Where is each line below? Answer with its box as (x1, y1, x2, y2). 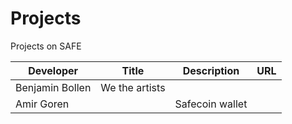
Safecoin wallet (174, 97, 248, 111)
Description (182, 63, 240, 77)
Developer (28, 63, 79, 77)
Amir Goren (15, 97, 70, 111)
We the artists (100, 80, 166, 94)
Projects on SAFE (10, 40, 82, 52)
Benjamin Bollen (15, 80, 92, 94)
